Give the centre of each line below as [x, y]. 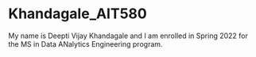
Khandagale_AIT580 [78, 14]
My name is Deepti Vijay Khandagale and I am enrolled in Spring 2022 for [128, 36]
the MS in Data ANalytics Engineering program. [85, 44]
